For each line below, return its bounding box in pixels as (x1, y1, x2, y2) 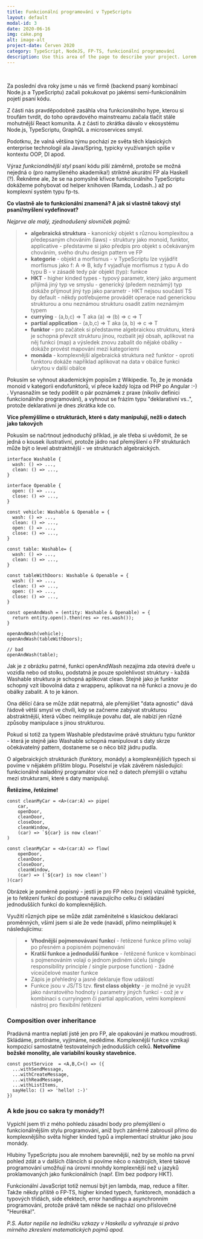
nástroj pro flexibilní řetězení (30, 1001, 101, 1008)
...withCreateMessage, (12, 1071, 69, 1078)
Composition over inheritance (7, 1016, 96, 1024)
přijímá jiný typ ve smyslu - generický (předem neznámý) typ (30, 280, 182, 288)
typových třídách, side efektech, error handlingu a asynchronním (7, 1195, 169, 1203)
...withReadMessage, (12, 1076, 64, 1082)
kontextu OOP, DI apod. (7, 150, 66, 158)
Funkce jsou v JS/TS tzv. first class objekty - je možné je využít (30, 982, 191, 989)
